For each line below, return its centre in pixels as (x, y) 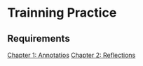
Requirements (39, 39)
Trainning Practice (62, 13)
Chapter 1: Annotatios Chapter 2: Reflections (71, 55)
